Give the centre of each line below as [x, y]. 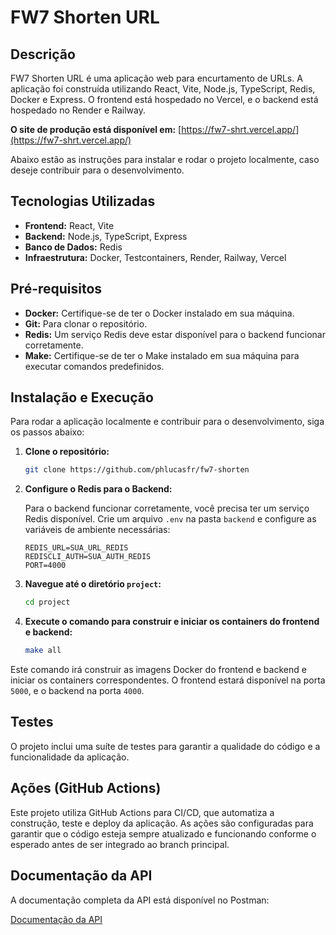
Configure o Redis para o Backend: [98, 489]
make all [43, 651]
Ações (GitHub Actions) [86, 788]
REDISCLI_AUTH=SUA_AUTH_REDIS [88, 557]
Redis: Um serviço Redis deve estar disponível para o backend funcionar [175, 334]
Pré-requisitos [56, 289]
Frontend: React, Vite [69, 225]
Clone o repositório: [67, 452]
